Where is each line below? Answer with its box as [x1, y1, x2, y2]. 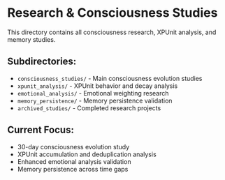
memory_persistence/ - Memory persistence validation [17, 96, 173, 105]
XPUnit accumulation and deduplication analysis [17, 150, 157, 158]
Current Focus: [7, 124, 75, 136]
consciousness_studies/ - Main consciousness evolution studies [17, 74, 203, 82]
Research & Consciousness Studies [7, 5, 218, 21]
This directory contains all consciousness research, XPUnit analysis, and [7, 28, 217, 36]
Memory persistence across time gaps [17, 165, 129, 173]
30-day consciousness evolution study [17, 142, 130, 151]
